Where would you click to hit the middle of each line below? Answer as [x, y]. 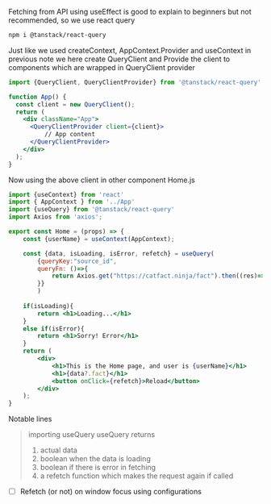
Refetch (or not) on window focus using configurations [110, 492]
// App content [69, 135]
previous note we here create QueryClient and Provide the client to [119, 59]
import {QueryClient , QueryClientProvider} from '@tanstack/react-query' [135, 82]
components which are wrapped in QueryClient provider [102, 67]
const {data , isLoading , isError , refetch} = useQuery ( [119, 253]
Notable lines [30, 419]
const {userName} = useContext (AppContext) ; [99, 239]
